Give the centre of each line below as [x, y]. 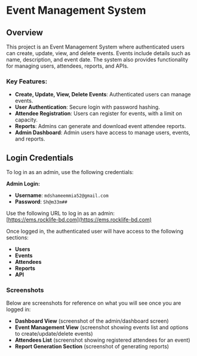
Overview [25, 33]
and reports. [30, 139]
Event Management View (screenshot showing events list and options [101, 327]
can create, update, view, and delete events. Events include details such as [98, 53]
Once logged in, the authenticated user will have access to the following [95, 232]
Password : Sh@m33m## [41, 202]
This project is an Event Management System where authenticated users [96, 47]
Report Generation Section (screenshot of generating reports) [92, 346]
